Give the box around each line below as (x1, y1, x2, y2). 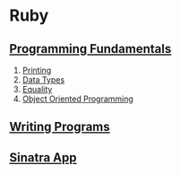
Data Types (22, 74, 65, 85)
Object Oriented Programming (22, 93, 134, 104)
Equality (22, 84, 53, 94)
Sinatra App (9, 150, 77, 165)
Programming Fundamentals (9, 41, 172, 57)
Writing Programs (9, 119, 110, 135)
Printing (22, 65, 52, 75)
